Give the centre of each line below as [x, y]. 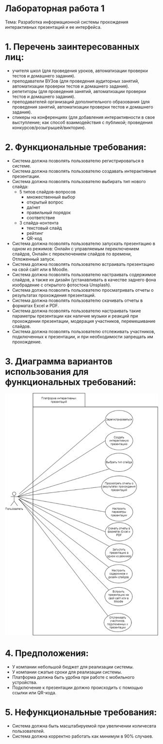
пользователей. [28, 731]
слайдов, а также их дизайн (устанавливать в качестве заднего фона [84, 279]
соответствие [41, 218]
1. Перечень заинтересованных [72, 47]
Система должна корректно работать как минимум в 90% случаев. [83, 736]
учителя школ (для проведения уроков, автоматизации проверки [80, 71]
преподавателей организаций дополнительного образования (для [81, 102]
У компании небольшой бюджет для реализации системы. [73, 667]
